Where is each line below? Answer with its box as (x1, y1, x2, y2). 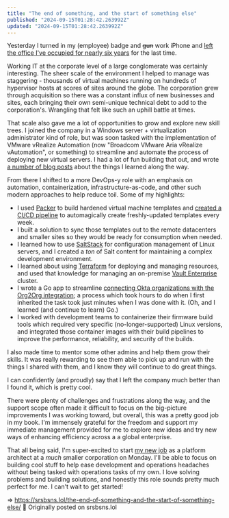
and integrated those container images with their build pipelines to (16, 328, 204, 336)
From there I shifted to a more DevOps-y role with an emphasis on (7, 176, 193, 184)
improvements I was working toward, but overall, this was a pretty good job (7, 411, 219, 419)
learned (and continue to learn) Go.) (16, 306, 118, 314)
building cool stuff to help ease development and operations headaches (7, 460, 210, 469)
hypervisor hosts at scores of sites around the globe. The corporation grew (7, 84, 219, 92)
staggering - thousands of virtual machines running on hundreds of (7, 77, 197, 85)
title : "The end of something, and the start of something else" (7, 10, 197, 17)
